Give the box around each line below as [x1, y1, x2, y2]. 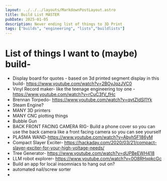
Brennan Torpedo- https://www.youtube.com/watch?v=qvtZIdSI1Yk [12, 97, 152, 103]
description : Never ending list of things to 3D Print [5, 21, 123, 27]
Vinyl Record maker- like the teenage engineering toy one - [12, 86, 135, 92]
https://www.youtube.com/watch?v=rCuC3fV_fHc [12, 91, 116, 97]
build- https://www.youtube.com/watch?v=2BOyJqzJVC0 [12, 81, 132, 87]
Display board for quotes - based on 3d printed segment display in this [12, 75, 159, 81]
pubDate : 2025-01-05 [5, 17, 49, 22]
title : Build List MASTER [5, 12, 59, 17]
